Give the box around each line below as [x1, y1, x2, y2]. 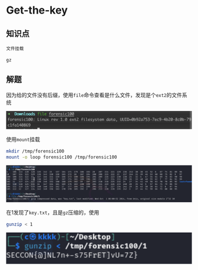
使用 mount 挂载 [6, 135, 40, 142]
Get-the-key [6, 4, 68, 17]
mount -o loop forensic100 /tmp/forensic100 [6, 154, 117, 160]
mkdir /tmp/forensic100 [6, 148, 65, 154]
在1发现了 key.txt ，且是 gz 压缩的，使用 [6, 209, 100, 216]
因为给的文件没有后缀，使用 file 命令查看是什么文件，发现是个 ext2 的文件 [6, 91, 183, 98]
